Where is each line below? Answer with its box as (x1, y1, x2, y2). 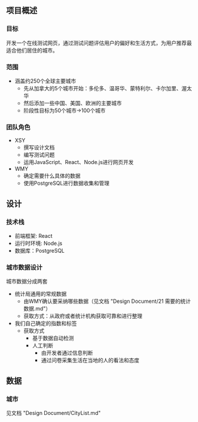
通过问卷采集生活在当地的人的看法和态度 (41, 356, 140, 364)
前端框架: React (14, 232, 53, 239)
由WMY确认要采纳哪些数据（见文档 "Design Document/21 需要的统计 (23, 297, 192, 305)
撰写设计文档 (23, 144, 55, 151)
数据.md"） (23, 305, 51, 312)
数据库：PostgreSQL (14, 247, 65, 254)
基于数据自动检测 (32, 335, 74, 342)
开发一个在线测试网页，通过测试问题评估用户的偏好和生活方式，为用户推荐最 (6, 39, 192, 46)
